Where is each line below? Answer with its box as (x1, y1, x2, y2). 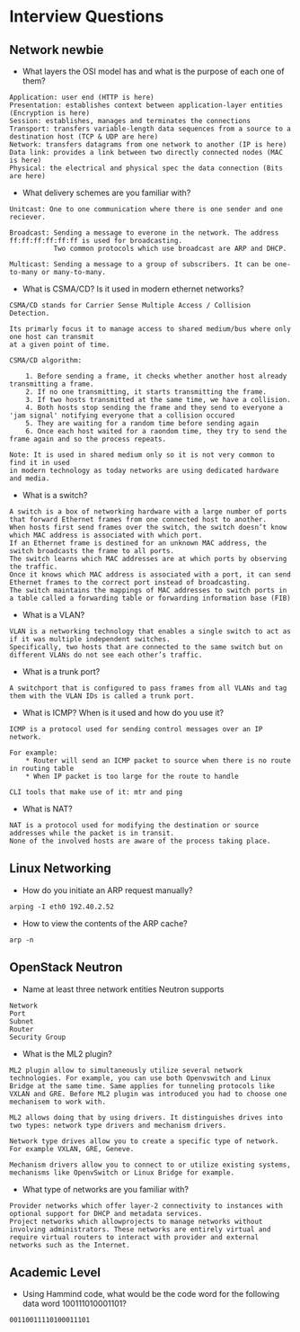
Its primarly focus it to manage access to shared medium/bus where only (9, 325, 292, 334)
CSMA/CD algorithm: (9, 356, 83, 365)
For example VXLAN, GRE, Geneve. (9, 1144, 135, 1153)
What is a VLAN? (22, 610, 85, 620)
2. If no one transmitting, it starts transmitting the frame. (25, 388, 268, 397)
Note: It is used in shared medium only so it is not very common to (9, 451, 276, 460)
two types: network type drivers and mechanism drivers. (9, 1121, 227, 1130)
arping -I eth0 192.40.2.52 (9, 902, 115, 911)
